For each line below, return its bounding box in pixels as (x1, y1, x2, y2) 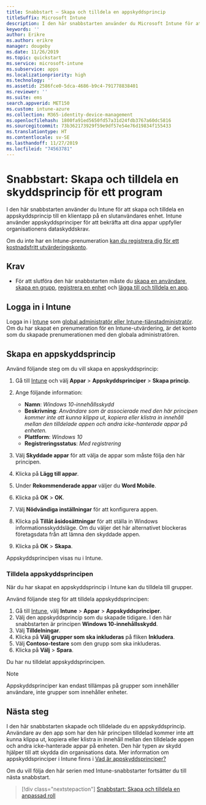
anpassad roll (21, 792, 56, 799)
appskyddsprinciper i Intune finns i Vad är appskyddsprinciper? (6, 755, 167, 763)
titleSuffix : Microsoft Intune (6, 15, 86, 21)
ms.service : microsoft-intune (6, 60, 84, 66)
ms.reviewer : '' (6, 89, 48, 95)
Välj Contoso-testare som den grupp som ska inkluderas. (15, 640, 161, 647)
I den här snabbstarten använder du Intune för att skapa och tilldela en (6, 205, 185, 213)
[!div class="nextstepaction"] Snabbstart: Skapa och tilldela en (21, 785, 180, 793)
